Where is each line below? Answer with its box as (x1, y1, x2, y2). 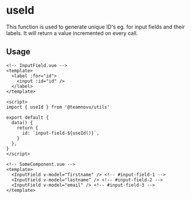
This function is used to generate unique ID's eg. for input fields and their (6, 23, 185, 30)
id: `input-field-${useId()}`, (21, 130, 100, 136)
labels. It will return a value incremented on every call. (6, 29, 138, 36)
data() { (11, 119, 33, 125)
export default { (6, 114, 49, 121)
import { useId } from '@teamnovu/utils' (6, 104, 110, 110)
